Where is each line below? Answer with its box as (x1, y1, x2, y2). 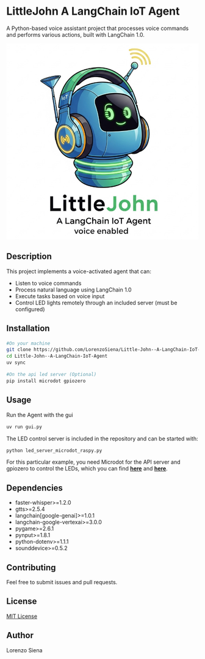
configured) (15, 305, 45, 313)
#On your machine (6, 340, 51, 347)
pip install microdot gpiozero (6, 378, 86, 384)
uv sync (6, 360, 26, 366)
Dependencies (6, 483, 63, 493)
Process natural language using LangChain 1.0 (15, 286, 132, 293)
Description (6, 251, 52, 262)
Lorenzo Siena (6, 646, 43, 653)
